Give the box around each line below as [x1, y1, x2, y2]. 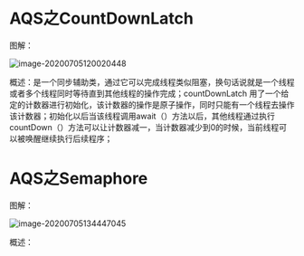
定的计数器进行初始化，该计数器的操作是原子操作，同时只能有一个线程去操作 [9, 99, 295, 109]
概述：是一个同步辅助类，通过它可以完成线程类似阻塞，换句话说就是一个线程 [9, 76, 295, 87]
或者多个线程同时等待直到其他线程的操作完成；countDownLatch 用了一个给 [9, 88, 290, 99]
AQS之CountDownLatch [9, 8, 195, 29]
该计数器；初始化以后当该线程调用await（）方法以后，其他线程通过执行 [9, 110, 276, 121]
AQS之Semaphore [9, 168, 148, 189]
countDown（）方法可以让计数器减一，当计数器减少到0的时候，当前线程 [9, 121, 280, 132]
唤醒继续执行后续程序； [24, 133, 113, 144]
